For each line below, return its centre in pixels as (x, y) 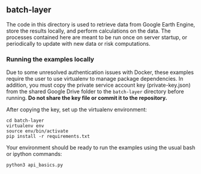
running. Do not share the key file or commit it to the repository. (87, 98)
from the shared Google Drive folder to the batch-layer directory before (95, 92)
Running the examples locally (50, 59)
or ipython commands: (34, 154)
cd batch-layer (25, 121)
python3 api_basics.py (35, 165)
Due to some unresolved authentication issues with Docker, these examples (100, 72)
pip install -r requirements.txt (48, 137)
